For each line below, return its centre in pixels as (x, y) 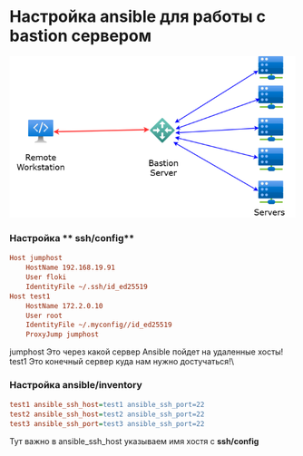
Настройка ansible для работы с (137, 17)
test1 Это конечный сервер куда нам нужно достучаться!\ (122, 362)
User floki (46, 277)
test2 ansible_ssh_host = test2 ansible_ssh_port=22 (107, 414)
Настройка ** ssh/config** (72, 238)
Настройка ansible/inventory (76, 385)
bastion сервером (81, 36)
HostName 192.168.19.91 (71, 268)
